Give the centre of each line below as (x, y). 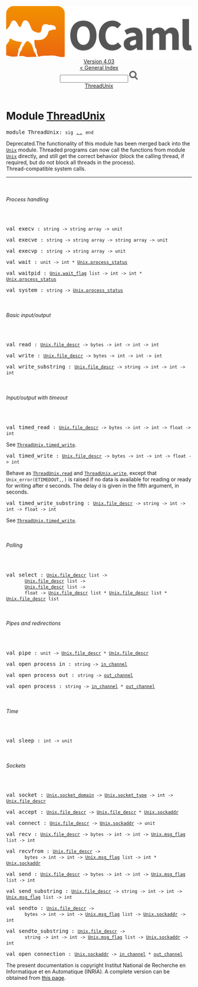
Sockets (16, 765)
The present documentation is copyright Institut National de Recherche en (96, 965)
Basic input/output (29, 315)
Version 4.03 (99, 62)
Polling (14, 545)
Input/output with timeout (37, 398)
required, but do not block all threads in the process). (71, 163)
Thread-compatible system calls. (46, 169)
